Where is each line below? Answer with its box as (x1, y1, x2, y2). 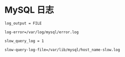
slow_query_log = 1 (4, 38, 44, 43)
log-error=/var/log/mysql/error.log (4, 30, 79, 35)
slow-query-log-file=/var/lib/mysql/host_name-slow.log (4, 47, 120, 52)
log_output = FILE (4, 20, 42, 26)
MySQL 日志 (4, 4, 54, 16)
